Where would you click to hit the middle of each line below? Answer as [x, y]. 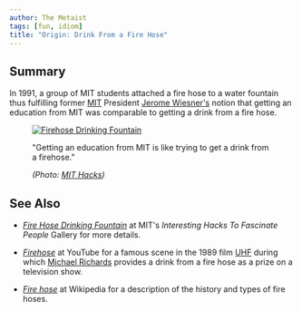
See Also [35, 204]
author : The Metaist [49, 18]
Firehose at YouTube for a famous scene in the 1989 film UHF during [150, 252]
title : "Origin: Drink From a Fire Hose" [89, 34]
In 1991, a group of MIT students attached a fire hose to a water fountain [144, 93]
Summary [38, 71]
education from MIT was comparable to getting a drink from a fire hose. [143, 112]
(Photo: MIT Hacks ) [69, 175]
